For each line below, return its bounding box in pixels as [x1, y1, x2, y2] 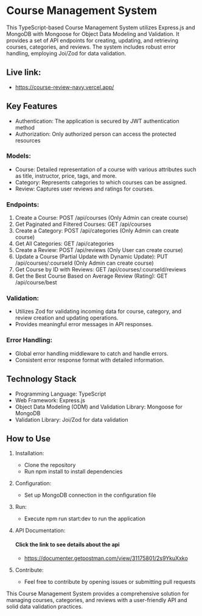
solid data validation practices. [6, 603, 83, 610]
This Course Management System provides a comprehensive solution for [6, 590, 190, 597]
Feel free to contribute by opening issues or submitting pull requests [24, 578, 196, 585]
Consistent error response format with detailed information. [15, 356, 164, 363]
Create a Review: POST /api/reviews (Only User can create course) [15, 247, 184, 254]
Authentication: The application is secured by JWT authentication [15, 117, 179, 125]
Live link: [6, 68, 41, 78]
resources [15, 136, 41, 144]
